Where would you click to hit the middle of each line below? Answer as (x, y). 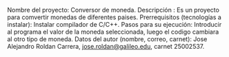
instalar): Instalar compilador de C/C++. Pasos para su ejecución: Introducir (114, 24)
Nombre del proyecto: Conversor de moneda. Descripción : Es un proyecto (113, 10)
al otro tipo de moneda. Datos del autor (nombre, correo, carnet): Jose (107, 39)
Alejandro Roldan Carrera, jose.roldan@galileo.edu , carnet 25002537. (106, 46)
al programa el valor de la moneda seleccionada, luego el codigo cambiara (113, 32)
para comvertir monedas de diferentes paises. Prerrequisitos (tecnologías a (114, 17)
